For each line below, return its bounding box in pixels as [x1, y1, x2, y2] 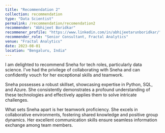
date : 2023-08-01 [5, 44, 41, 48]
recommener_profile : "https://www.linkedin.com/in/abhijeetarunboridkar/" [5, 30, 162, 35]
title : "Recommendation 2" [5, 7, 60, 12]
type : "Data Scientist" [5, 16, 54, 21]
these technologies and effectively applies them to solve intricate [5, 91, 137, 98]
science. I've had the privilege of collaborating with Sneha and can [5, 66, 140, 72]
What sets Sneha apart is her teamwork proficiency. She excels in [5, 106, 138, 112]
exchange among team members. [5, 122, 73, 128]
